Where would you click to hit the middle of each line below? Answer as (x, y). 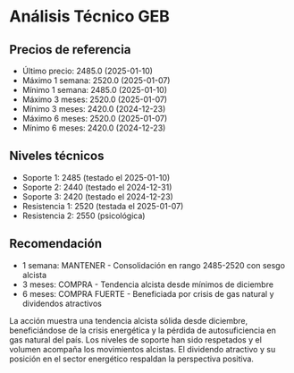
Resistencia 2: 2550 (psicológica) (84, 216)
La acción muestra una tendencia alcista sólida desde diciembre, (129, 320)
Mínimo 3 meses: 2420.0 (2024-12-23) (94, 109)
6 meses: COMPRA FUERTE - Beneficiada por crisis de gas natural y (148, 293)
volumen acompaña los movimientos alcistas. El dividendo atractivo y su (143, 349)
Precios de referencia (70, 50)
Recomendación (56, 244)
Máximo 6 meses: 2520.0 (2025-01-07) (95, 119)
